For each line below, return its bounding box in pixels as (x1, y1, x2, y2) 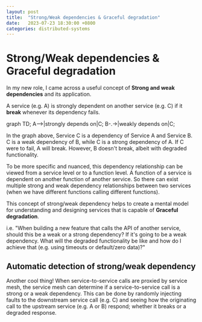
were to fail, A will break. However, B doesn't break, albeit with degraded (6, 145, 187, 152)
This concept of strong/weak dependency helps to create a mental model (6, 200, 189, 208)
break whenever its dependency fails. (6, 109, 101, 116)
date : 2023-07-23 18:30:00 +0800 (6, 20, 96, 26)
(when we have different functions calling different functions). (6, 188, 160, 196)
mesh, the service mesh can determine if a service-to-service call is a (6, 283, 180, 291)
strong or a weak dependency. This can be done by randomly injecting (6, 290, 182, 297)
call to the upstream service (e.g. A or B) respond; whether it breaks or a (6, 303, 187, 310)
